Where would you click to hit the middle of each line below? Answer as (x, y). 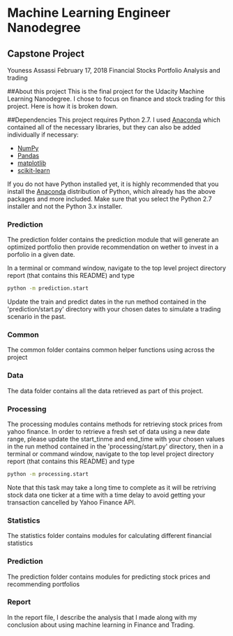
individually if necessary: (43, 135)
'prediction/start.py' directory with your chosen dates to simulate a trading (114, 309)
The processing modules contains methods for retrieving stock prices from (115, 424)
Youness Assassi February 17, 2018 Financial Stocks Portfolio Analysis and (114, 70)
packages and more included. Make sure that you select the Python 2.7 (110, 199)
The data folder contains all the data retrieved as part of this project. (105, 390)
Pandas (28, 156)
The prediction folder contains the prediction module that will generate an (113, 240)
